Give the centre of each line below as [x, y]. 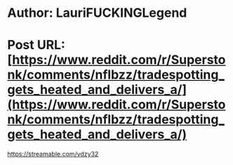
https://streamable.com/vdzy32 [53, 154]
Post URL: [36, 45]
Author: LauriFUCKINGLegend [97, 13]
